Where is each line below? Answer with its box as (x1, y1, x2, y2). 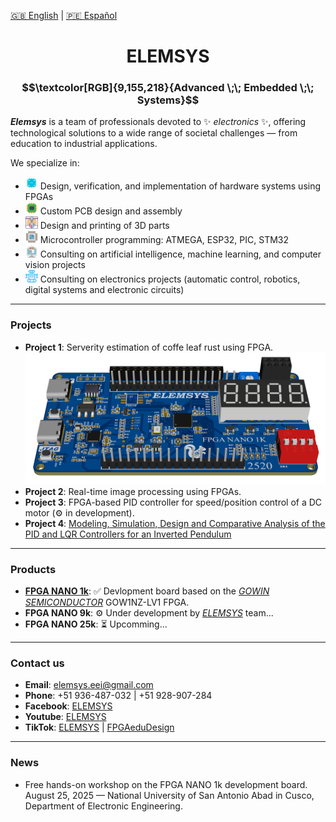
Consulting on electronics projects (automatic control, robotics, (39, 273, 301, 285)
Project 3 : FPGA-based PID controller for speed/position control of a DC (24, 496, 323, 508)
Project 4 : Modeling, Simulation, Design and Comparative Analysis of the (24, 517, 326, 529)
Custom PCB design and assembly (39, 205, 183, 217)
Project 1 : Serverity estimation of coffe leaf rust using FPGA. (24, 341, 274, 353)
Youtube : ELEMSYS (24, 711, 107, 723)
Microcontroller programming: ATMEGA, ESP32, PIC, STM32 (39, 234, 290, 246)
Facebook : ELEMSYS (24, 700, 113, 712)
